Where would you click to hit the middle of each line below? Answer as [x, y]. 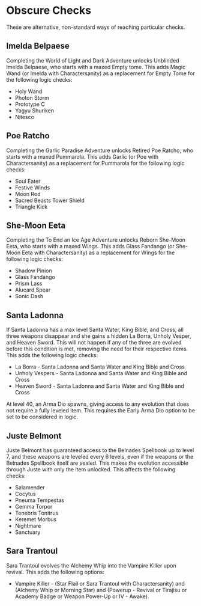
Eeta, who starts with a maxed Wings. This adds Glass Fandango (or [91, 246]
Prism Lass [28, 284]
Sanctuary [28, 532]
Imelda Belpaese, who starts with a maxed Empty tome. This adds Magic [96, 67]
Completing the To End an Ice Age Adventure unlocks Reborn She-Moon [96, 240]
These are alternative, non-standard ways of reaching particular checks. [96, 27]
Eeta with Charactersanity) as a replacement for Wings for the [98, 252]
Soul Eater [28, 181]
